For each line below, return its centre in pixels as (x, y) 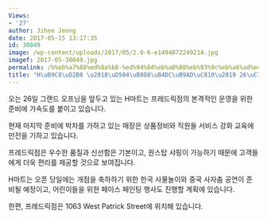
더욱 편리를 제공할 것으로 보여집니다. (79, 162)
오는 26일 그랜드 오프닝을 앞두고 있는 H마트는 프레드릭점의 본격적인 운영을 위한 (131, 98)
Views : (19, 16)
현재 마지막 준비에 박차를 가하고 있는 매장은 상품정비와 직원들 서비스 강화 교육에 (131, 125)
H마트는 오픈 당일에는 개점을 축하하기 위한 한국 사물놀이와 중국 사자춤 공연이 (126, 179)
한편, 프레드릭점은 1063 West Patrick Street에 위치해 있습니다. (106, 206)
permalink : (26, 68)
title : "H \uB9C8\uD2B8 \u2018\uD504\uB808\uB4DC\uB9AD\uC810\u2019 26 (128, 75)
